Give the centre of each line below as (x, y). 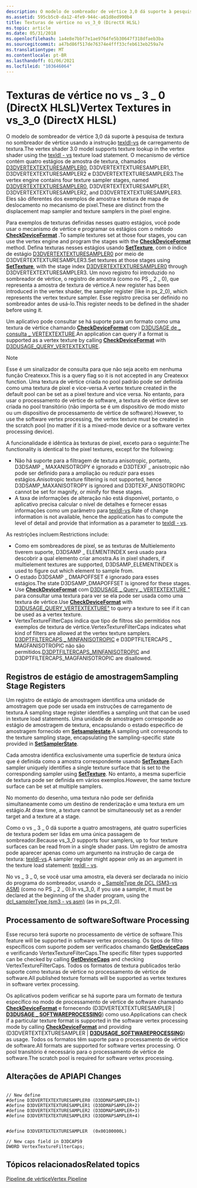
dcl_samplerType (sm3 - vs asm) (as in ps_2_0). (64, 902)
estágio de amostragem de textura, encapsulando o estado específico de (95, 725)
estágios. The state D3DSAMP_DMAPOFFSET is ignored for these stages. (103, 583)
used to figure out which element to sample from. (74, 571)
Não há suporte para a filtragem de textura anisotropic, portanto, (93, 461)
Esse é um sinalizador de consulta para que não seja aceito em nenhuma (94, 369)
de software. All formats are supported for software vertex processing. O (93, 1045)
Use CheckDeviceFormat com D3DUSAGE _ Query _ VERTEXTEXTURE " (102, 590)
